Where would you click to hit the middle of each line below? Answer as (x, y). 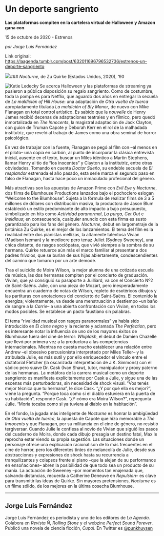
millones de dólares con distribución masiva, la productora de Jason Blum (79, 203)
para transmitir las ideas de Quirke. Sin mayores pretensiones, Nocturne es (81, 481)
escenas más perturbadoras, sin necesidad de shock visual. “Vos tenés (77, 383)
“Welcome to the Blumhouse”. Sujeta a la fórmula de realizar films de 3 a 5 (80, 198)
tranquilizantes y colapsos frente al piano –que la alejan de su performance (81, 460)
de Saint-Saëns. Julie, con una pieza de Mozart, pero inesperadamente (77, 285)
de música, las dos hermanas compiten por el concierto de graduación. (77, 275)
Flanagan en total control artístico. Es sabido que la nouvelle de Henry (75, 112)
